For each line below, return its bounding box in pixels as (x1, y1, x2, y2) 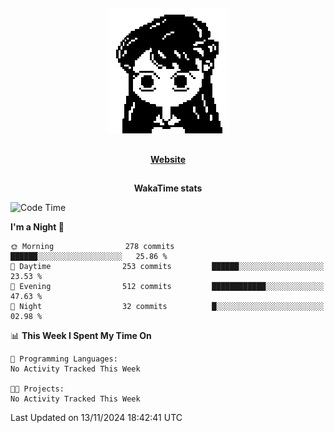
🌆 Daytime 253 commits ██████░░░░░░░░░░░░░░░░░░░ (10, 262, 325, 272)
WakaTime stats (133, 182, 203, 194)
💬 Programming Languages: (10, 354, 118, 364)
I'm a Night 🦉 (10, 221, 65, 233)
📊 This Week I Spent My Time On (10, 330, 152, 342)
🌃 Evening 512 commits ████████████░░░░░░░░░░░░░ (10, 282, 325, 292)
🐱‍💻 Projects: (10, 384, 65, 394)
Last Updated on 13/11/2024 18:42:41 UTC (10, 412, 183, 424)
